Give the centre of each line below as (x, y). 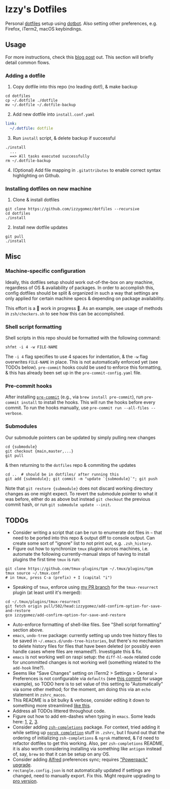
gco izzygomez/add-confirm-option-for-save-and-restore (65, 615)
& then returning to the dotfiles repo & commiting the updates (71, 465)
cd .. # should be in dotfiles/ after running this (62, 474)
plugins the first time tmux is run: (46, 559)
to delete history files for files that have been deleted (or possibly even (87, 646)
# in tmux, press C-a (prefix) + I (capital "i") (59, 578)
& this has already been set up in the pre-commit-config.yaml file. (74, 373)
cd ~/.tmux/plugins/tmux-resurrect (43, 602)
